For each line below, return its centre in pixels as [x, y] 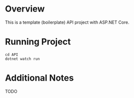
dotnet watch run [22, 59]
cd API [12, 55]
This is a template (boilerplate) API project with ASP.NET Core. [67, 22]
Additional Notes [39, 78]
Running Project [38, 42]
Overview [25, 9]
